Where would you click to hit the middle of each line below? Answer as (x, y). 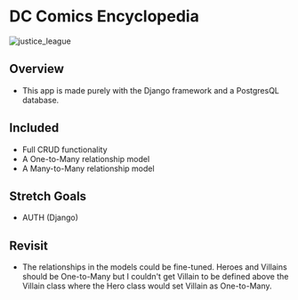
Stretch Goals (48, 196)
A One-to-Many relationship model (86, 158)
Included (34, 128)
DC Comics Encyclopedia (105, 16)
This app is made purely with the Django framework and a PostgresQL (151, 90)
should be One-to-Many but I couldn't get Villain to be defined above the (155, 277)
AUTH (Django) (50, 218)
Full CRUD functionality (65, 150)
